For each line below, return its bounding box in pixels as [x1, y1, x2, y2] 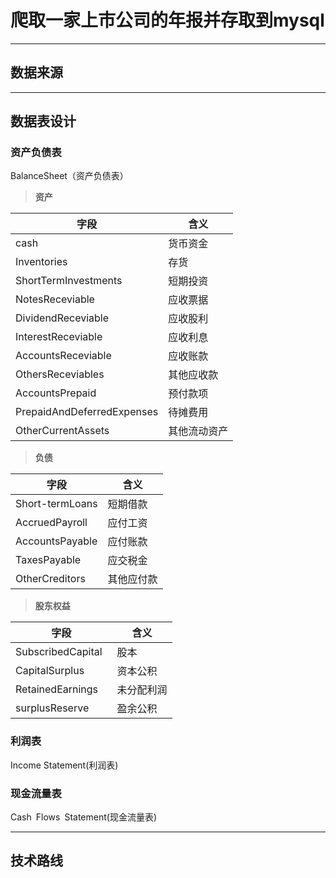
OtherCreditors [15, 572, 86, 586]
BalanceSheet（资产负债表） [10, 170, 129, 182]
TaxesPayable [15, 553, 82, 567]
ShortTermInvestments [15, 274, 123, 288]
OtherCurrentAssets [15, 424, 110, 438]
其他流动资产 [168, 424, 229, 438]
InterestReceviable [15, 330, 103, 344]
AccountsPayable [15, 534, 98, 548]
